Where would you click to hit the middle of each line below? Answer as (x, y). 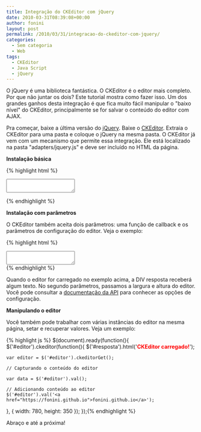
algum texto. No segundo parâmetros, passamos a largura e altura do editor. (101, 286)
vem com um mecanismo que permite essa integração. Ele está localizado (98, 141)
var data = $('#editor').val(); (47, 379)
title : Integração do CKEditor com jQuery (60, 12)
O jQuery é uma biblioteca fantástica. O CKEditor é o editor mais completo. (99, 91)
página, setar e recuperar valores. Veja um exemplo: (71, 329)
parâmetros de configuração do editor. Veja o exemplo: (75, 231)
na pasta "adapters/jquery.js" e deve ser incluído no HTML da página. (93, 147)
